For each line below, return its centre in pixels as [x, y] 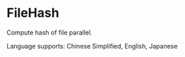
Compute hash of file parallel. [49, 32]
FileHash [33, 13]
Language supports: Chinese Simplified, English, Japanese [92, 46]
